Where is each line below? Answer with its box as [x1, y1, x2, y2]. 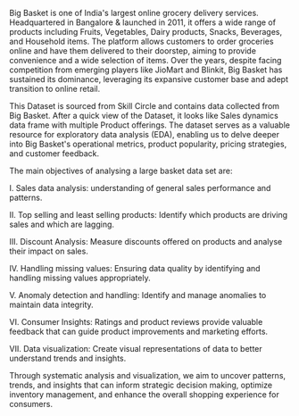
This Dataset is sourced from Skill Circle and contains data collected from [9, 101, 279, 111]
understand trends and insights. [9, 353, 127, 363]
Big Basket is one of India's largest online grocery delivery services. [9, 8, 259, 18]
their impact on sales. [9, 245, 89, 256]
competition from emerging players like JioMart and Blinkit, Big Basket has [9, 64, 283, 75]
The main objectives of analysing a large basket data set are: [9, 165, 233, 176]
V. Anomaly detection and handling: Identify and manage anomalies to [9, 290, 267, 300]
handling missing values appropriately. [9, 272, 152, 283]
